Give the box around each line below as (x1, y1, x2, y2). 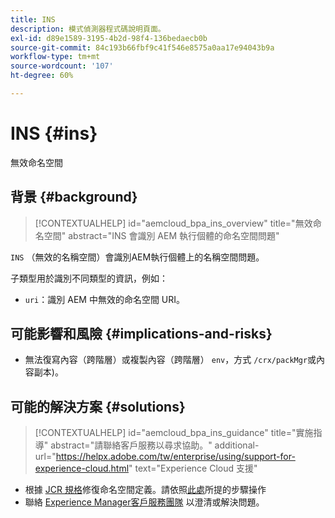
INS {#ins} (10, 122, 98, 145)
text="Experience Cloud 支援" (134, 462, 258, 475)
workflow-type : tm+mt (10, 52, 101, 62)
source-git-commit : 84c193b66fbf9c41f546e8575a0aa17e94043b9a (10, 42, 275, 53)
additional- (214, 439, 260, 451)
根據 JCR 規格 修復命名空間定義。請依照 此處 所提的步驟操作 (24, 484, 267, 496)
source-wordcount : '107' (10, 61, 114, 71)
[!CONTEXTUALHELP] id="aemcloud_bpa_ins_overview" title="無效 (34, 217, 313, 229)
